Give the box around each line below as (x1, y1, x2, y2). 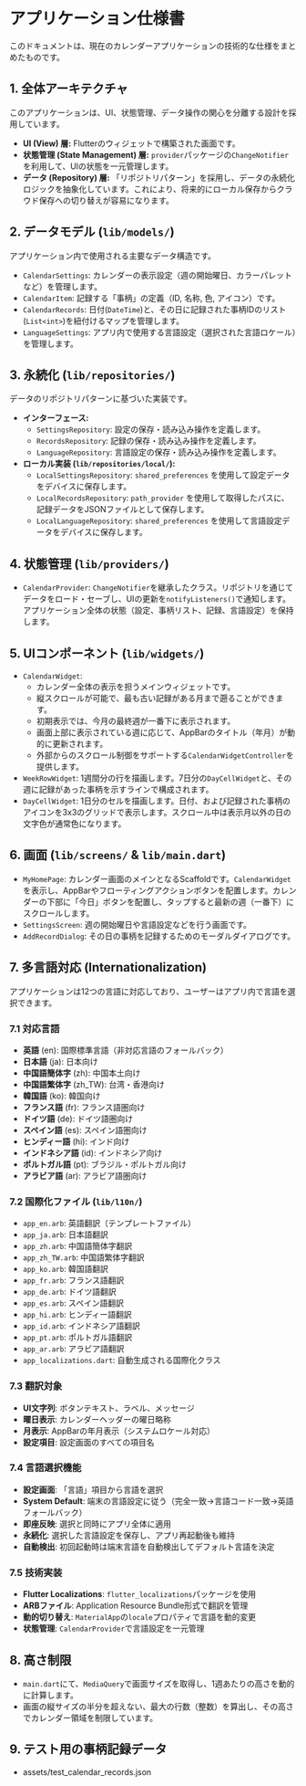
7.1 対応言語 (9, 1022, 60, 1035)
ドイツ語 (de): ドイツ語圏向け (22, 1113, 134, 1124)
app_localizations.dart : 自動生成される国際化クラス (22, 1355, 221, 1366)
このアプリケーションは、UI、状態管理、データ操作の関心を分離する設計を (9, 107, 289, 118)
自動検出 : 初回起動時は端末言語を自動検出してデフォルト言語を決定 (22, 1540, 275, 1552)
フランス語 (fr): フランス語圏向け (22, 1101, 146, 1112)
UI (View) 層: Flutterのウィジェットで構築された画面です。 (22, 138, 241, 149)
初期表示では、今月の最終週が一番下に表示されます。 (36, 716, 236, 726)
